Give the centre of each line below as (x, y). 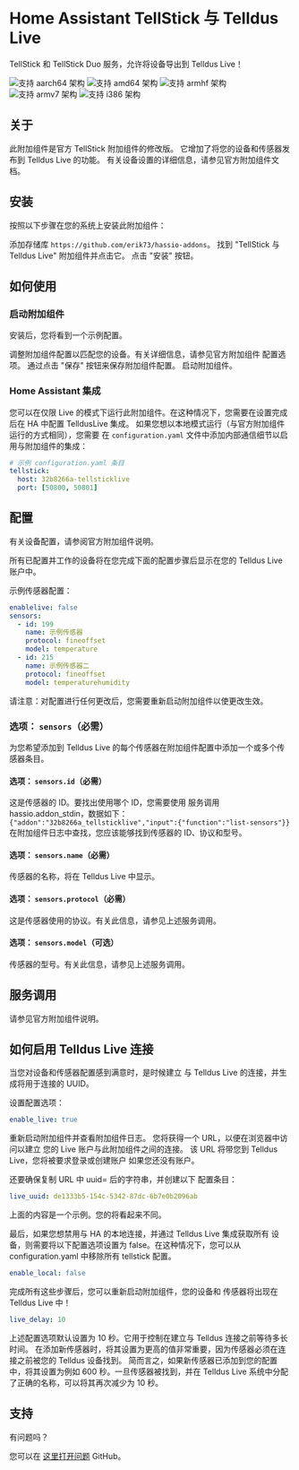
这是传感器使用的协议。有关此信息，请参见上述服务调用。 (115, 921)
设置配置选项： (37, 1102)
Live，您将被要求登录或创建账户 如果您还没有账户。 (104, 1161)
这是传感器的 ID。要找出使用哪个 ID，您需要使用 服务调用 (115, 802)
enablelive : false (43, 607)
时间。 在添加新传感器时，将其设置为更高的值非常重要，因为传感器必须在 (144, 1349)
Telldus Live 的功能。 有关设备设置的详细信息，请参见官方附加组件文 (153, 160)
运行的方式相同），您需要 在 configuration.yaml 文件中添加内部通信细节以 (145, 435)
